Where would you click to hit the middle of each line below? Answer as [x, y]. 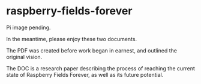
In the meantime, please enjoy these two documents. [71, 39]
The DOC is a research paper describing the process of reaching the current [100, 68]
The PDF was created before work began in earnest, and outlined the [92, 50]
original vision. [24, 57]
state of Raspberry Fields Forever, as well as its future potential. [85, 74]
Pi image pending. [28, 27]
